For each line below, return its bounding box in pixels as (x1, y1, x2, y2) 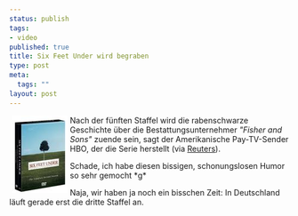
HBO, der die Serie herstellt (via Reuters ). (69, 143, 221, 154)
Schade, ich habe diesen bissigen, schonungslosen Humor (69, 160, 286, 171)
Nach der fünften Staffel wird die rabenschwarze (69, 115, 249, 125)
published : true (9, 43, 69, 52)
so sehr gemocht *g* (69, 170, 147, 180)
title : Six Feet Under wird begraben (9, 52, 149, 61)
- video (9, 33, 38, 42)
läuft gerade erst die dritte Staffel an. (9, 196, 144, 207)
